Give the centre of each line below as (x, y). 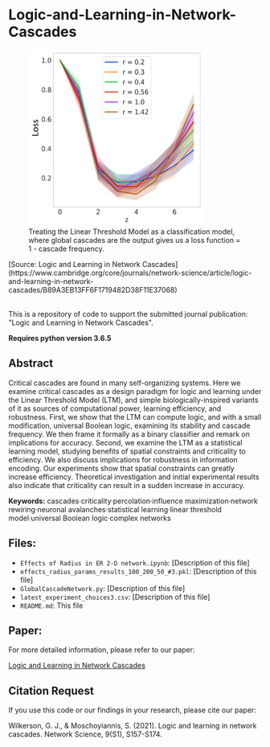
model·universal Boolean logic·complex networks (90, 518)
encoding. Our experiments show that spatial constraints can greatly (121, 468)
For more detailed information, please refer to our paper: (102, 650)
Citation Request (51, 690)
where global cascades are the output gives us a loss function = (135, 240)
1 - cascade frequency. (66, 248)
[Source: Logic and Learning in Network (74, 264)
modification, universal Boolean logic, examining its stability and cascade (129, 425)
